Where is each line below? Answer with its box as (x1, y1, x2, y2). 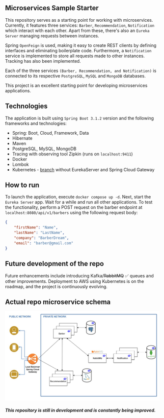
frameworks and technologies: (5, 120, 67, 126)
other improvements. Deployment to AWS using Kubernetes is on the (5, 278, 144, 284)
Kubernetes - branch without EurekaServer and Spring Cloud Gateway (12, 166, 155, 172)
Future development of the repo (5, 260, 104, 268)
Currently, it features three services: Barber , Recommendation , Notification (5, 22, 155, 28)
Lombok (12, 161, 29, 167)
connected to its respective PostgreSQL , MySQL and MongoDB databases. (5, 73, 146, 78)
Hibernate (12, 135, 33, 141)
